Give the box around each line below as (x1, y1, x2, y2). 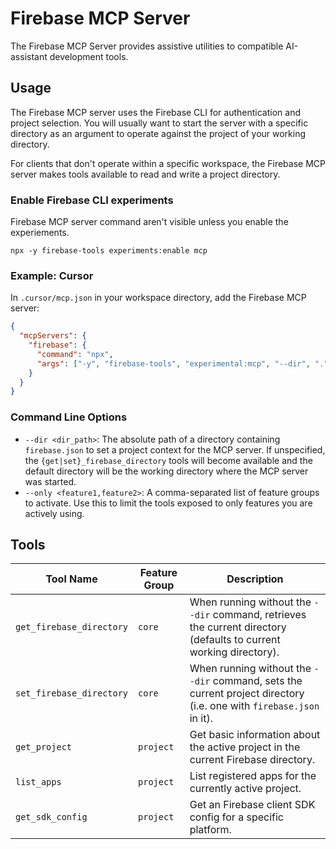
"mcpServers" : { (19, 331, 87, 341)
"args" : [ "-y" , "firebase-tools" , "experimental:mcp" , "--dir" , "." (36, 358, 329, 369)
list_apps (15, 777, 62, 788)
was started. (24, 475, 77, 487)
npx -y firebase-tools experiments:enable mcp (10, 246, 208, 256)
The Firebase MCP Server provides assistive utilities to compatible (10, 40, 284, 52)
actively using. (24, 507, 85, 519)
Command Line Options (10, 410, 128, 424)
